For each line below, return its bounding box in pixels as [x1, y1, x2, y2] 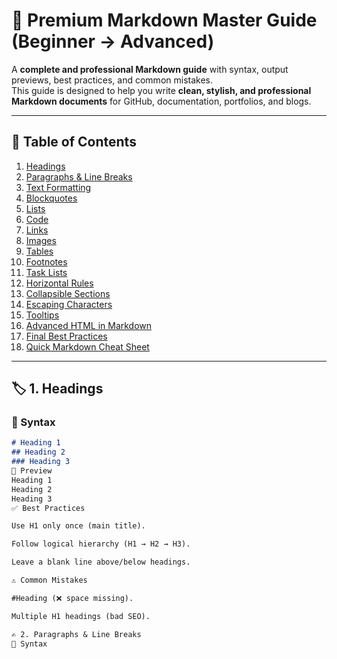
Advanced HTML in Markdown [25, 319, 153, 331]
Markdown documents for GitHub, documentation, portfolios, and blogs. [11, 95, 312, 107]
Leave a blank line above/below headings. [11, 557, 191, 568]
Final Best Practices [25, 330, 108, 342]
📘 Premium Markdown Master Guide [11, 9, 318, 32]
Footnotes [25, 255, 68, 268]
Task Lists [25, 266, 68, 278]
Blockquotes [25, 192, 78, 204]
